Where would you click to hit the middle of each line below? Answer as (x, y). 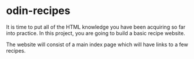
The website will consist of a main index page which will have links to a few (97, 44)
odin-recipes (38, 11)
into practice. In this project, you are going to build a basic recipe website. (96, 33)
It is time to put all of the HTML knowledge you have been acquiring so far (96, 27)
